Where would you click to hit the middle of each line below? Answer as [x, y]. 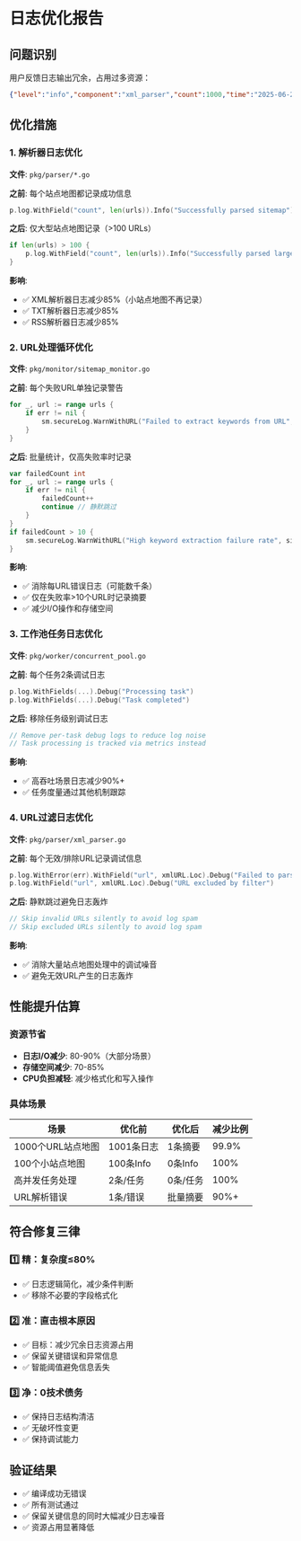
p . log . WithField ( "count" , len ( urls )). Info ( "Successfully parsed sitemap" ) [152, 210]
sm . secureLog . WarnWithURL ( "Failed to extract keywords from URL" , [168, 422]
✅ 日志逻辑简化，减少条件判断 [78, 1284]
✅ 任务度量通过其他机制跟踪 [74, 793]
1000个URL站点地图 [57, 1147]
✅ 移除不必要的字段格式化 [70, 1295]
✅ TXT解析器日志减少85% [70, 311]
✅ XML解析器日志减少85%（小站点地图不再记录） [115, 300]
